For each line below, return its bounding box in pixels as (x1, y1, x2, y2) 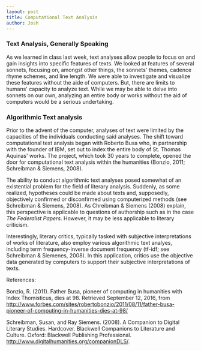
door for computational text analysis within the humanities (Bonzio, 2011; (6, 158, 185, 166)
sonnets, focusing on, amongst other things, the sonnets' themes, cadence (6, 66, 192, 73)
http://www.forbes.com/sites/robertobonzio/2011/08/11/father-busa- (6, 301, 175, 308)
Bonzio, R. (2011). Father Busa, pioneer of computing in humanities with (6, 287, 182, 295)
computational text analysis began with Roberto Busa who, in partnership (6, 139, 187, 146)
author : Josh (6, 20, 39, 26)
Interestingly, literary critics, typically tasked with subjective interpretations (6, 232, 192, 240)
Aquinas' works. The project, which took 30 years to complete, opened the (6, 152, 191, 159)
